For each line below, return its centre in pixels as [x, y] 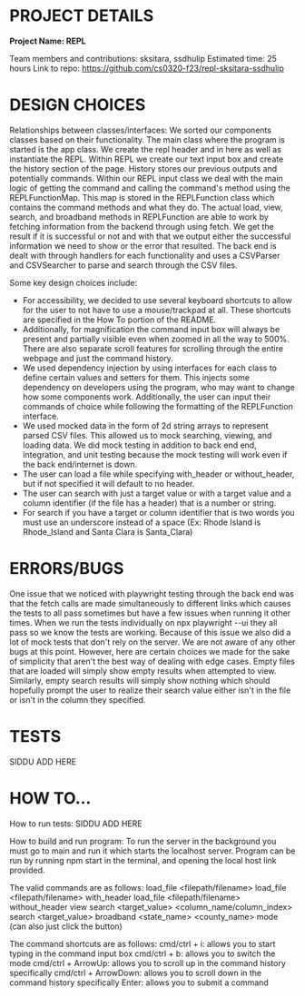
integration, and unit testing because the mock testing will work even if [155, 454]
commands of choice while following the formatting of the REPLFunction [157, 406]
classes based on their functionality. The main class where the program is [148, 139]
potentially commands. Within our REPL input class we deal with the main [146, 178]
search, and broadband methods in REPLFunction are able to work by [139, 217]
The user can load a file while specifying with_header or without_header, [158, 474]
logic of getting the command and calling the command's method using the [150, 188]
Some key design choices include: [74, 282]
